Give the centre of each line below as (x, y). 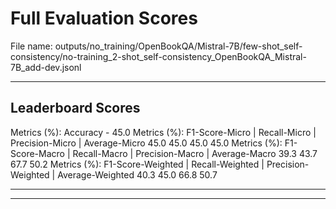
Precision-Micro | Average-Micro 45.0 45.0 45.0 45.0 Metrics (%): (146, 143)
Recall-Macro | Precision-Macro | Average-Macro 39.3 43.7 (195, 153)
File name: (31, 46)
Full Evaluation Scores (104, 18)
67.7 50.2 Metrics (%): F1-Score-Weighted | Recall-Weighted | (137, 164)
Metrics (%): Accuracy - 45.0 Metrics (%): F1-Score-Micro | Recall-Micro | (163, 132)
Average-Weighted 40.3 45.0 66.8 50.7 (137, 174)
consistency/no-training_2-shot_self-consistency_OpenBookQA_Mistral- (158, 56)
